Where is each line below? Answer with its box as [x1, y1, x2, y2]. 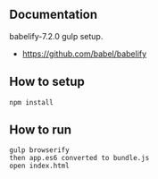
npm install [9, 98, 54, 107]
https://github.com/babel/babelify [21, 48, 147, 59]
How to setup [9, 74, 85, 89]
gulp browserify [9, 146, 70, 155]
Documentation [9, 7, 98, 22]
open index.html [9, 161, 70, 171]
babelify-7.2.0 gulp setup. [9, 30, 104, 41]
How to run [9, 123, 72, 138]
